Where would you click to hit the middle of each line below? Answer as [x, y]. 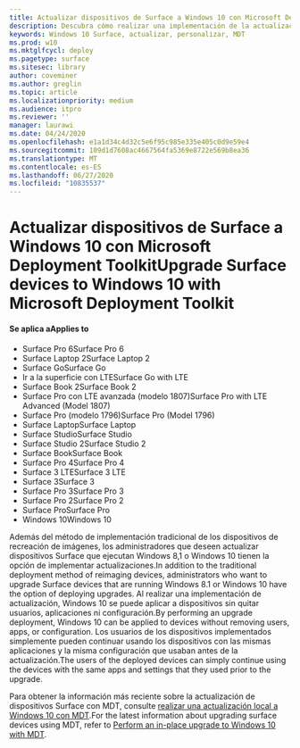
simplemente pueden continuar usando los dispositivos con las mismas [140, 641]
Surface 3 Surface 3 [58, 481]
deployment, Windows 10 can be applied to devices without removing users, [150, 622]
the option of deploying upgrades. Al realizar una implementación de [135, 594]
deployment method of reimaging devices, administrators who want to [138, 574]
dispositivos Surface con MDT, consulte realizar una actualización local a [144, 705]
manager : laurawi [42, 126]
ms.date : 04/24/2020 [48, 134]
